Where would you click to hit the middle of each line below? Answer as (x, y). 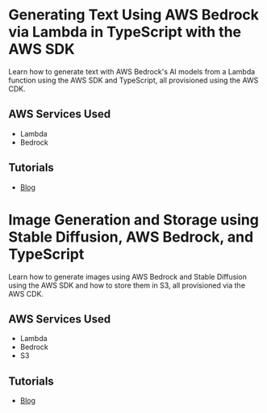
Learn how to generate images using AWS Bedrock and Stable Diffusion (128, 276)
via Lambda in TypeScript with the (125, 32)
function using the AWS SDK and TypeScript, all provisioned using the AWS (133, 80)
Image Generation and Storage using (134, 219)
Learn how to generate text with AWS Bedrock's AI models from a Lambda (132, 71)
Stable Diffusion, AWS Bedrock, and (131, 237)
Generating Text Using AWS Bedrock (134, 15)
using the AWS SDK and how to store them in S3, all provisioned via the (127, 285)
